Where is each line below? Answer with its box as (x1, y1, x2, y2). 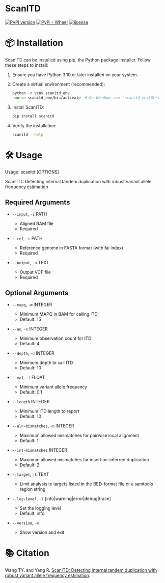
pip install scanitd (12, 113, 55, 118)
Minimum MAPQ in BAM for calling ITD (19, 311, 98, 317)
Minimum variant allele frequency (19, 384, 87, 389)
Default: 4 (19, 340, 40, 346)
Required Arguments (5, 198, 70, 206)
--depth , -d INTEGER (12, 350, 55, 356)
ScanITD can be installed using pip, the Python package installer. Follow (5, 57, 151, 63)
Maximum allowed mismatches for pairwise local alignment (19, 432, 139, 438)
